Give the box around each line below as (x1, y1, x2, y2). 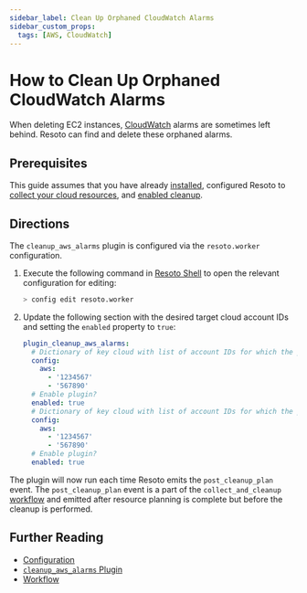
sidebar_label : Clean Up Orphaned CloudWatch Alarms (9, 13, 215, 23)
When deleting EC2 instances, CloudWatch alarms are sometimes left (9, 120, 271, 131)
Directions (9, 216, 70, 231)
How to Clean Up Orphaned (9, 69, 221, 90)
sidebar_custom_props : (9, 22, 96, 31)
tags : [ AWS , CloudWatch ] (17, 30, 112, 39)
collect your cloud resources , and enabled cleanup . (9, 189, 204, 201)
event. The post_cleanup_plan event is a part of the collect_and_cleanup (9, 483, 281, 494)
